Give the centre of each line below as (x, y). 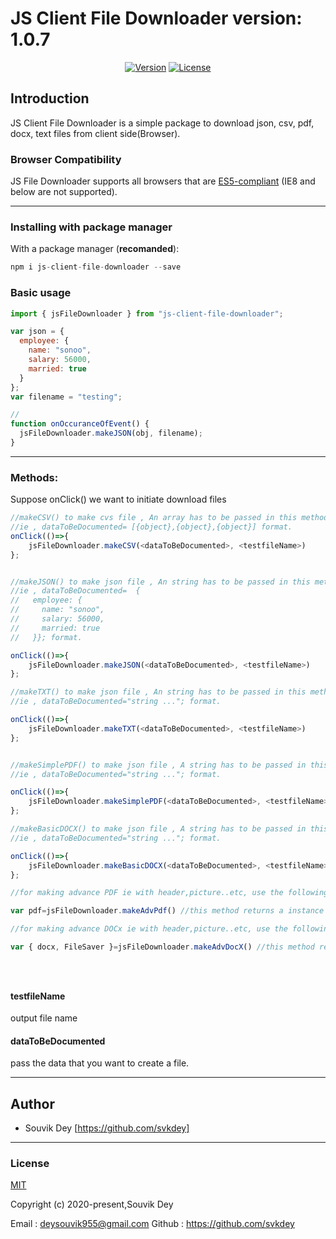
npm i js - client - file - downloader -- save (96, 267)
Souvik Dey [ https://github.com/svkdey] (107, 1128)
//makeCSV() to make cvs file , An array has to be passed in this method (169, 518)
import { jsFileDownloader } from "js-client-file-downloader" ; (147, 313)
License (30, 1164)
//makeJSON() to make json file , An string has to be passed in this (160, 582)
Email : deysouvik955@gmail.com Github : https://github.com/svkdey (152, 1224)
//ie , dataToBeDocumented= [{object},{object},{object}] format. (151, 527)
